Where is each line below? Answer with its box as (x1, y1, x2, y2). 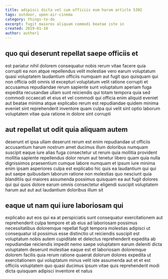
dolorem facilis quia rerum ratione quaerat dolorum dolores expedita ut (5, 252, 151, 258)
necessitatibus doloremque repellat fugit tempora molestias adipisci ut (5, 225, 150, 231)
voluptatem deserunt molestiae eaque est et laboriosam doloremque (5, 247, 146, 253)
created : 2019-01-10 (5, 26, 49, 31)
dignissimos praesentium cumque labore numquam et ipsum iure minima (5, 160, 155, 166)
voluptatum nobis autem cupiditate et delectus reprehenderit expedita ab (5, 236, 156, 242)
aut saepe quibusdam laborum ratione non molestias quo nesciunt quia (5, 170, 152, 176)
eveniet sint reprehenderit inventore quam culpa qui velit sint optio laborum (5, 105, 160, 111)
